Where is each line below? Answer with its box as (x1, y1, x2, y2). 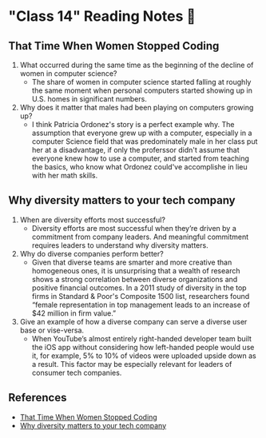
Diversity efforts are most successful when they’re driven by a (31, 223, 237, 233)
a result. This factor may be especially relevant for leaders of (31, 359, 232, 368)
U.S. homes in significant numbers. (31, 94, 148, 103)
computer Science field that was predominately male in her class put (31, 137, 258, 146)
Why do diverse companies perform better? (19, 249, 164, 258)
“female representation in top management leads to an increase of (31, 300, 250, 309)
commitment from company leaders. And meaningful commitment (31, 232, 249, 241)
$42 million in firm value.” (31, 308, 117, 318)
